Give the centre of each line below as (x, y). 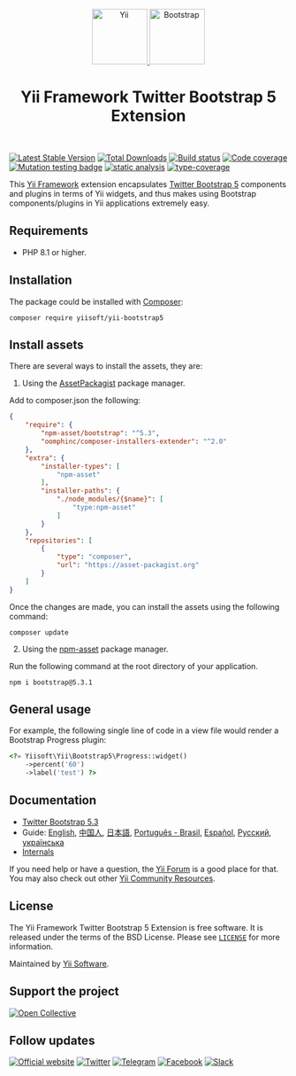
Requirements (49, 231)
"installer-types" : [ (81, 466)
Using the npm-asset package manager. (95, 649)
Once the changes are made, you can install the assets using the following (144, 606)
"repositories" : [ (59, 541)
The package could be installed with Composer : (96, 301)
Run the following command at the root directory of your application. (134, 666)
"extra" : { (45, 458)
